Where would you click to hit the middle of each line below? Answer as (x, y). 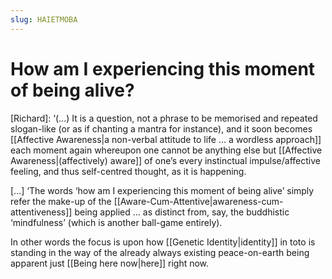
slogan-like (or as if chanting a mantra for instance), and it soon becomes (161, 128)
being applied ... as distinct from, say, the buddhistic (182, 212)
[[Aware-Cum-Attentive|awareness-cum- (198, 201)
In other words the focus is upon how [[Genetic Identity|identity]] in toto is (163, 242)
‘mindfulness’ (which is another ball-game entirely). (116, 222)
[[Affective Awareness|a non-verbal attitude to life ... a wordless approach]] (166, 139)
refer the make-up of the (61, 201)
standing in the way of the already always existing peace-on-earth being (160, 252)
